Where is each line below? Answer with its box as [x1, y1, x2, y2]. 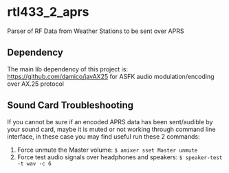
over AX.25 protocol [7, 80, 64, 88]
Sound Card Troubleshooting [7, 100, 134, 111]
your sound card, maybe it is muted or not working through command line [7, 125, 216, 133]
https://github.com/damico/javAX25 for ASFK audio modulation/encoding [7, 72, 215, 80]
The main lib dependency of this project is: [7, 65, 129, 73]
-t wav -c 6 [17, 160, 52, 167]
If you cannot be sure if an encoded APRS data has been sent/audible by [7, 117, 213, 126]
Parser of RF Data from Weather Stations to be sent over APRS [7, 27, 184, 35]
